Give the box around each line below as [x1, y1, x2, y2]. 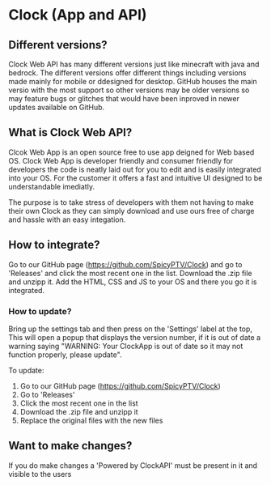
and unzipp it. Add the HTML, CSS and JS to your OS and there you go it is [8, 277, 257, 287]
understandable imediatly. [8, 181, 95, 191]
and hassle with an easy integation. [8, 215, 126, 224]
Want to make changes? [8, 439, 133, 453]
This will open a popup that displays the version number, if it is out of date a [8, 332, 261, 342]
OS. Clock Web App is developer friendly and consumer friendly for [8, 155, 233, 165]
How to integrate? [8, 238, 100, 252]
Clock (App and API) [8, 6, 147, 24]
